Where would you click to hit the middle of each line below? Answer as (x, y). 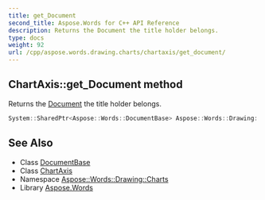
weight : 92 (26, 45)
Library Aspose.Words (57, 187)
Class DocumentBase (55, 162)
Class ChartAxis (46, 171)
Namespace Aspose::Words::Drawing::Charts (94, 179)
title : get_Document (43, 15)
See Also (31, 143)
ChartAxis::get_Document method (95, 85)
